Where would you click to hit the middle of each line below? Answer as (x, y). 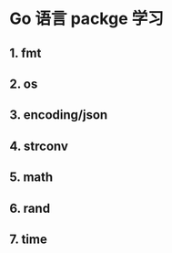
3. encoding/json (59, 115)
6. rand (30, 208)
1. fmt (25, 53)
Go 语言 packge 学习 (86, 19)
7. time (28, 239)
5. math (31, 178)
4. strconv (39, 146)
